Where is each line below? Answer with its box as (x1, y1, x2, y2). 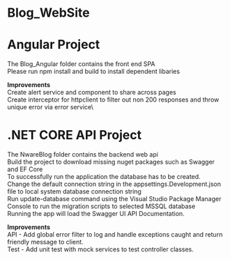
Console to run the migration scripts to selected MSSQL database (7, 202, 196, 210)
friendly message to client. (7, 238, 84, 246)
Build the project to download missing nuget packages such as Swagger (7, 158, 215, 166)
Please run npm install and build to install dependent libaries (7, 68, 180, 76)
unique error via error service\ (7, 103, 94, 111)
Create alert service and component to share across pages (7, 88, 176, 97)
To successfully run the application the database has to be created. (7, 173, 201, 181)
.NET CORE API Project (7, 127, 141, 143)
